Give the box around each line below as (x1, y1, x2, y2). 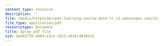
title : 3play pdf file (5, 29, 51, 34)
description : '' (5, 11, 38, 16)
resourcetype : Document (5, 25, 53, 30)
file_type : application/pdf (5, 20, 62, 25)
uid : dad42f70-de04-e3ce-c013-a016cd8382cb (5, 34, 95, 39)
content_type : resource (5, 7, 53, 12)
